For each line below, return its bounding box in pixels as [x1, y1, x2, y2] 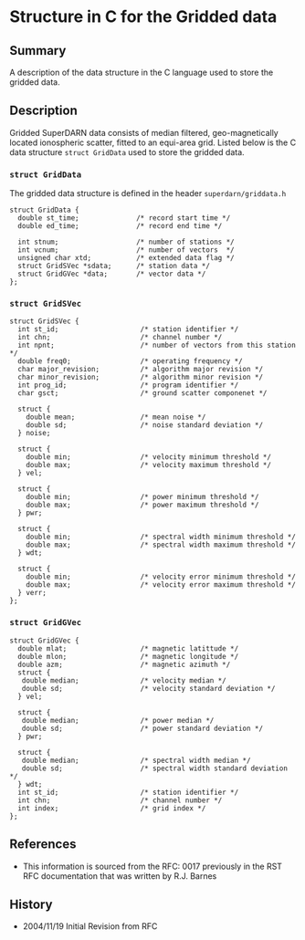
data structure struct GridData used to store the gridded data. [9, 146, 245, 157]
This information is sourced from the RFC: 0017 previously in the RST [22, 861, 283, 872]
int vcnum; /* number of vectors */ [17, 245, 235, 255]
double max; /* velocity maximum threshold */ [26, 461, 272, 470]
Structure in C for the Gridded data [9, 6, 278, 27]
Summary [9, 43, 67, 58]
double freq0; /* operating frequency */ [17, 357, 244, 366]
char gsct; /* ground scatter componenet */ [17, 389, 268, 398]
